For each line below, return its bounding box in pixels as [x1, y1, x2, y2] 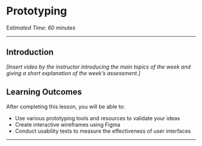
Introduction [6, 47, 54, 58]
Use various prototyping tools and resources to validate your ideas [14, 114, 180, 121]
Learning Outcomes [6, 87, 82, 97]
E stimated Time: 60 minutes [6, 24, 76, 31]
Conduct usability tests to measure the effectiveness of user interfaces [14, 127, 191, 135]
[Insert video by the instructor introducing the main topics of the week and [6, 63, 191, 70]
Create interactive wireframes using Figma [14, 121, 121, 128]
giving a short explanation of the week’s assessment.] [6, 69, 141, 76]
